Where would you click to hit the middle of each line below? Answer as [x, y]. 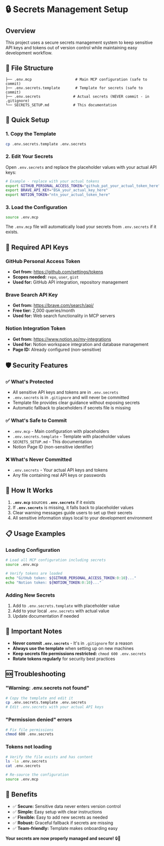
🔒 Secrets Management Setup [67, 10]
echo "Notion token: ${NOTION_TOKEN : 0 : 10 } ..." [54, 583]
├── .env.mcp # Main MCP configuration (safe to [76, 79]
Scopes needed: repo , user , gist [46, 277]
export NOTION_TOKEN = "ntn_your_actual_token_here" [58, 195]
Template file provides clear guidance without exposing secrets [76, 403]
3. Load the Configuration [36, 207]
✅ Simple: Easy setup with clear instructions [57, 812]
